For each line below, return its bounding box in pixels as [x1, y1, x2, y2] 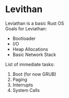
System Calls [12, 87, 40, 93]
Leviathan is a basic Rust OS [5, 20, 64, 26]
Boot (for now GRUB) [12, 71, 56, 77]
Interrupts [12, 82, 33, 88]
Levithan [5, 4, 43, 15]
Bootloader [12, 35, 36, 41]
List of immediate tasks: [5, 61, 55, 67]
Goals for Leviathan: [5, 25, 47, 31]
